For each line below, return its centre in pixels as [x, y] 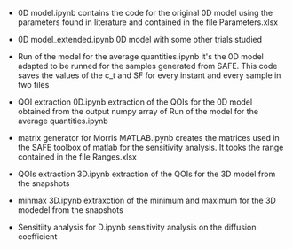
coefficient [37, 237]
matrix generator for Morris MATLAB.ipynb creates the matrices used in [148, 138]
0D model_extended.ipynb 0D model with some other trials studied [140, 39]
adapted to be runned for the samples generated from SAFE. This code [147, 66]
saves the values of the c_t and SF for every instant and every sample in [149, 75]
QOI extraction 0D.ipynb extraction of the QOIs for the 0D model [135, 102]
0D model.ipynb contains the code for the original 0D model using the [145, 13]
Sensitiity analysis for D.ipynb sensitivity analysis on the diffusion [137, 227]
